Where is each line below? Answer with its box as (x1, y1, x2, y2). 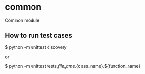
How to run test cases (5, 31, 73, 40)
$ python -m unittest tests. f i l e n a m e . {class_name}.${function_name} (5, 63, 141, 70)
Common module (5, 17, 40, 23)
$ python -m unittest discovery (5, 44, 67, 50)
